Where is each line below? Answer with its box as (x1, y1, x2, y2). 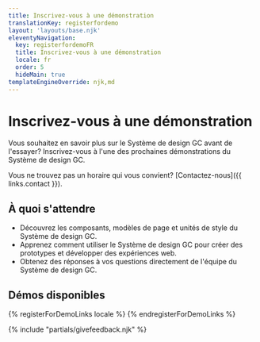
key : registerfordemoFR (15, 41, 94, 49)
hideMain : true (15, 71, 66, 79)
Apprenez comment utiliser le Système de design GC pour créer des (19, 240, 243, 250)
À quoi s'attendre (8, 202, 96, 215)
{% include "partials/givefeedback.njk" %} (8, 325, 147, 334)
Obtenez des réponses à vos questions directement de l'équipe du (19, 257, 238, 267)
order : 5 (15, 63, 44, 71)
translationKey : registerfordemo (8, 19, 119, 27)
